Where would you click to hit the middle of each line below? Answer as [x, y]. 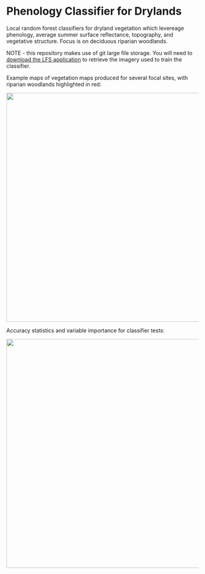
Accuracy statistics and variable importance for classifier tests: [85, 330]
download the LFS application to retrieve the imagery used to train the [94, 59]
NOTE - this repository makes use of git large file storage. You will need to [99, 53]
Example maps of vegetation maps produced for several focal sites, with [97, 78]
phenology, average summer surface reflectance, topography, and [90, 34]
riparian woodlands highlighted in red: [54, 84]
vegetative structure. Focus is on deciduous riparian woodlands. [87, 41]
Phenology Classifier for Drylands [94, 11]
